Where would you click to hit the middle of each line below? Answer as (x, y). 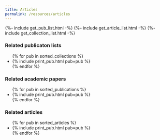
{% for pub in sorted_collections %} (48, 56)
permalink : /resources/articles (37, 14)
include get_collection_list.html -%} (40, 33)
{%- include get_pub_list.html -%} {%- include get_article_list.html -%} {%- (80, 28)
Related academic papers (36, 79)
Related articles (24, 112)
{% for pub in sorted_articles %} (44, 123)
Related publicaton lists (33, 46)
